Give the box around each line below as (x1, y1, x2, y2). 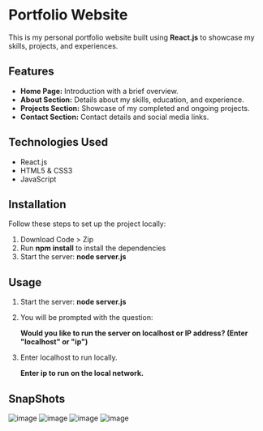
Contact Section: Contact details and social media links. (19, 112, 209, 122)
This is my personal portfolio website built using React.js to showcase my (8, 32, 255, 42)
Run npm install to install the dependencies (19, 243, 166, 253)
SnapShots (8, 391, 66, 406)
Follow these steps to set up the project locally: (8, 219, 166, 228)
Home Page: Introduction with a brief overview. (19, 86, 179, 96)
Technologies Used (8, 135, 108, 149)
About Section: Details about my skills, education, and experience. (19, 95, 245, 105)
